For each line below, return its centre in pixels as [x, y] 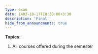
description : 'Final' [27, 18]
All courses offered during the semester [53, 46]
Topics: [13, 37]
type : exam [16, 9]
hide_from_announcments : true [36, 23]
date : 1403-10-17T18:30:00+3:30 [38, 14]
